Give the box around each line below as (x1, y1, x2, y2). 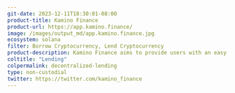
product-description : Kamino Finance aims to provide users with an (7, 50, 211, 57)
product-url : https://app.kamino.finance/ (7, 23, 133, 30)
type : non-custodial (7, 69, 68, 76)
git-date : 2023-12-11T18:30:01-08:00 (7, 10, 117, 17)
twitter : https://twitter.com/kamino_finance (7, 75, 142, 83)
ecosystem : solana (7, 36, 61, 43)
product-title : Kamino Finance (7, 17, 99, 24)
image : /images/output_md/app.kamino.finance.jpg (7, 29, 155, 37)
